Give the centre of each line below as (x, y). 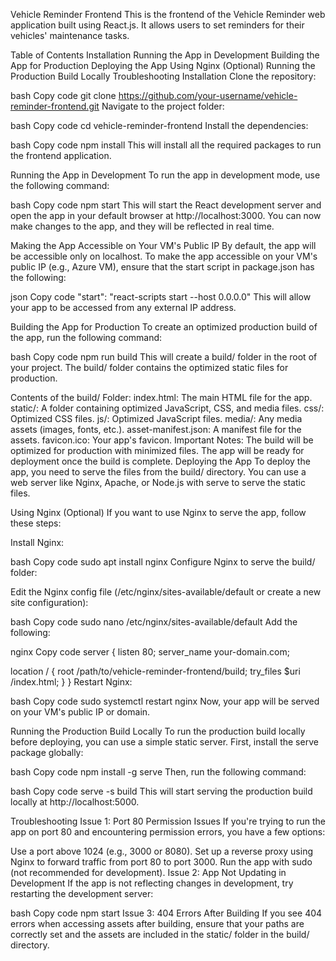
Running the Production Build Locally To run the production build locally (158, 731)
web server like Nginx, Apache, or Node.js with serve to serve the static (158, 482)
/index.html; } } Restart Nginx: (71, 682)
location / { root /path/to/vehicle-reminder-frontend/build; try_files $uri (155, 671)
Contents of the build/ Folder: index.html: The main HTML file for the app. (161, 397)
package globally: (47, 752)
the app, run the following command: (86, 337)
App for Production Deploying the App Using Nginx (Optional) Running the (163, 65)
